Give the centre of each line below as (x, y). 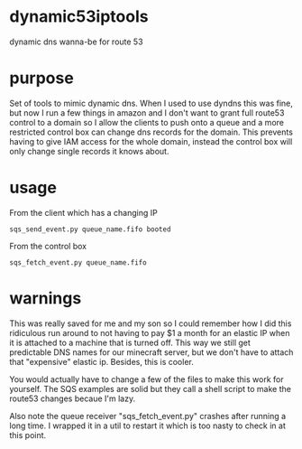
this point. (28, 435)
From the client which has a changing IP (83, 212)
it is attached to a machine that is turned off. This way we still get (130, 342)
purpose (41, 78)
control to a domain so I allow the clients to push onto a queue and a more (146, 122)
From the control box (48, 246)
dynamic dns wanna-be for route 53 (76, 42)
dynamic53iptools (79, 17)
